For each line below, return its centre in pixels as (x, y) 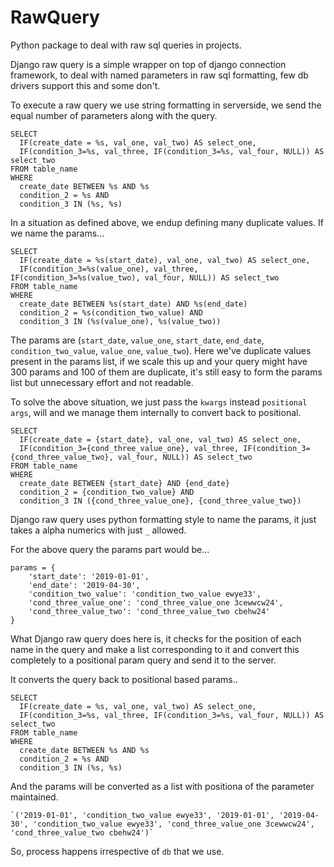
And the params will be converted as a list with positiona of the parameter (162, 786)
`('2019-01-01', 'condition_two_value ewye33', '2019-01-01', (142, 815)
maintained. (34, 797)
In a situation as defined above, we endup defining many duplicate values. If (167, 222)
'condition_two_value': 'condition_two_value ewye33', (145, 594)
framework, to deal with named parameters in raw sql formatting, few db (159, 75)
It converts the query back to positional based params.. (124, 679)
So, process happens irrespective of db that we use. (117, 851)
